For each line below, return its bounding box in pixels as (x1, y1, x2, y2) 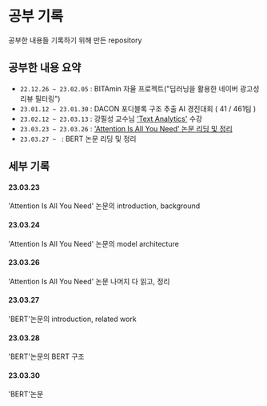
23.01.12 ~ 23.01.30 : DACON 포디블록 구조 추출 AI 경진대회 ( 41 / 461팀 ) (19, 103, 257, 113)
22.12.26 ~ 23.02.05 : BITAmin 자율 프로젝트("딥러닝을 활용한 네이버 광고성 (19, 83, 260, 93)
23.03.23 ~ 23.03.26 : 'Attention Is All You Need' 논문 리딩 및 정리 (19, 123, 233, 133)
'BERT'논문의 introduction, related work (8, 314, 137, 324)
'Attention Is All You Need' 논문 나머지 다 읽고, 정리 (8, 276, 170, 286)
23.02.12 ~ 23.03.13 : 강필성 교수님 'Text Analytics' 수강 (19, 114, 202, 123)
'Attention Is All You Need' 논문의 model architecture (8, 239, 180, 248)
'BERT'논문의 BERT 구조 (8, 352, 85, 361)
